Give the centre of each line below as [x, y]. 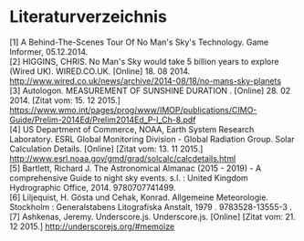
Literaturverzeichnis [88, 17]
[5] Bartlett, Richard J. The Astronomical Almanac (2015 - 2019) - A [136, 168]
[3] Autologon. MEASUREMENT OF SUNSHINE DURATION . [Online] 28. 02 [150, 90]
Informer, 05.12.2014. [49, 51]
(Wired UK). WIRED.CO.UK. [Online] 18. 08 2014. [100, 71]
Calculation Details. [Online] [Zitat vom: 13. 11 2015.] [106, 149]
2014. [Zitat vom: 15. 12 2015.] [65, 100]
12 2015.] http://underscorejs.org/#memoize [92, 226]
